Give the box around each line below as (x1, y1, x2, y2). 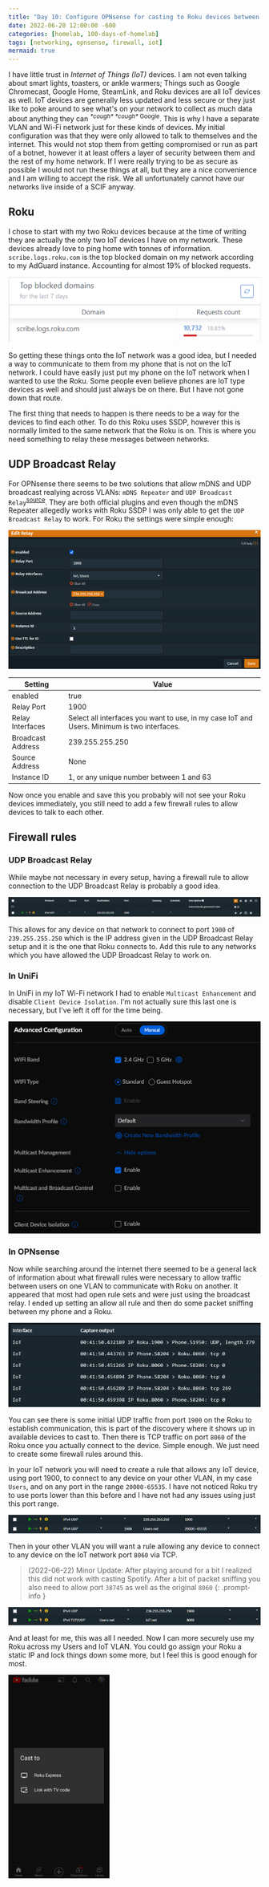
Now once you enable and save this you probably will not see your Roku (8, 790, 247, 800)
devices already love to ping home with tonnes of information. (8, 243, 213, 253)
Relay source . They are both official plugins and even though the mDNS (8, 496, 239, 507)
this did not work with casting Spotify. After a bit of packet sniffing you (27, 1573, 261, 1584)
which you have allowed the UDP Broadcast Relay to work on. (8, 950, 212, 960)
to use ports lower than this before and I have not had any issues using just (8, 1490, 256, 1499)
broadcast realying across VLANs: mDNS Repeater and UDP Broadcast (8, 487, 233, 497)
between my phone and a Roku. (8, 1307, 114, 1317)
